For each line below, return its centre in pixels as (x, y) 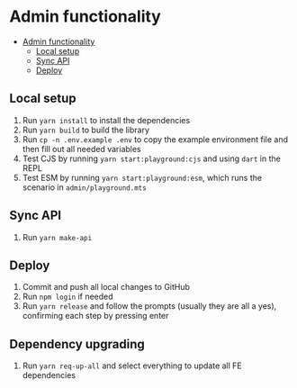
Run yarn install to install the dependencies (106, 120)
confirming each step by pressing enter (95, 316)
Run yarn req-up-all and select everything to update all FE (132, 365)
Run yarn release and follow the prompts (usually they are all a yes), (149, 306)
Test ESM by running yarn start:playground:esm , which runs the (142, 177)
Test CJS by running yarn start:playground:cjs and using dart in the (151, 158)
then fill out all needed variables (81, 149)
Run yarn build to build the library (86, 130)
